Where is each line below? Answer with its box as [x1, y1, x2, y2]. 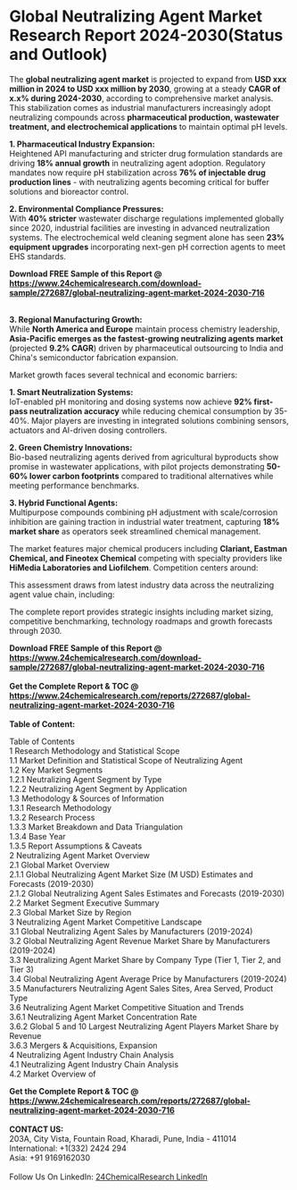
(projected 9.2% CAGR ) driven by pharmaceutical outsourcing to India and [9, 342, 284, 353]
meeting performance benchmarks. [9, 480, 140, 491]
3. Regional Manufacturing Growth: [9, 314, 143, 325]
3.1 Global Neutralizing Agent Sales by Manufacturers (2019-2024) [9, 925, 253, 936]
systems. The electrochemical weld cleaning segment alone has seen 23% [9, 232, 285, 242]
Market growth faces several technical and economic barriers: [9, 369, 238, 380]
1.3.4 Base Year [9, 831, 67, 841]
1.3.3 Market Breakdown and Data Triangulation [9, 821, 184, 832]
